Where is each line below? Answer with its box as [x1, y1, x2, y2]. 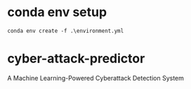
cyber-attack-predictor [7, 50, 145, 67]
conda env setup [7, 4, 107, 20]
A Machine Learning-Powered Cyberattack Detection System [7, 74, 185, 82]
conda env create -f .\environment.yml [7, 27, 124, 34]
